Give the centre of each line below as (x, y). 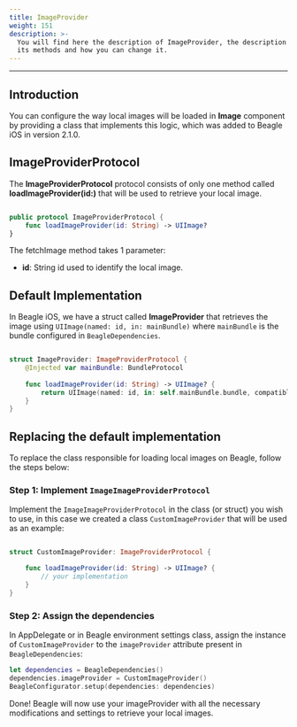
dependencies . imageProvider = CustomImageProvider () (108, 678)
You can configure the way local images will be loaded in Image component (147, 115)
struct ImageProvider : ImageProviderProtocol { (99, 360)
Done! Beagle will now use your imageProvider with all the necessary (135, 703)
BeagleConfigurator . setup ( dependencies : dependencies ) (112, 686)
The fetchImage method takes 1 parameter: (88, 251)
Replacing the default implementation (115, 436)
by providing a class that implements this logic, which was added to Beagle (146, 125)
